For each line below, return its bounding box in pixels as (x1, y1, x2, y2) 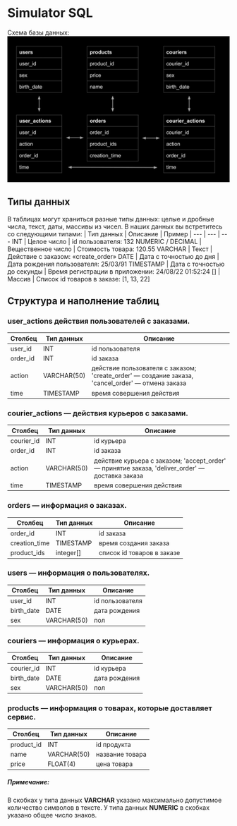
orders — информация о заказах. (7, 501, 127, 511)
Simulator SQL (7, 5, 93, 21)
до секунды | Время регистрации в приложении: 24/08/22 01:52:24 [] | (7, 267, 221, 276)
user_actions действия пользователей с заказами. (7, 316, 190, 326)
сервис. (7, 712, 37, 722)
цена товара (96, 760, 133, 768)
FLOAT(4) (47, 760, 76, 768)
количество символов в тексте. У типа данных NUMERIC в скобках (7, 803, 210, 812)
